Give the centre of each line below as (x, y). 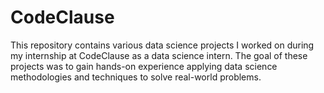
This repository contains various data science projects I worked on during (162, 45)
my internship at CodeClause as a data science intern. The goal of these (159, 55)
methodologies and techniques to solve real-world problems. (136, 77)
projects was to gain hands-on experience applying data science (144, 66)
